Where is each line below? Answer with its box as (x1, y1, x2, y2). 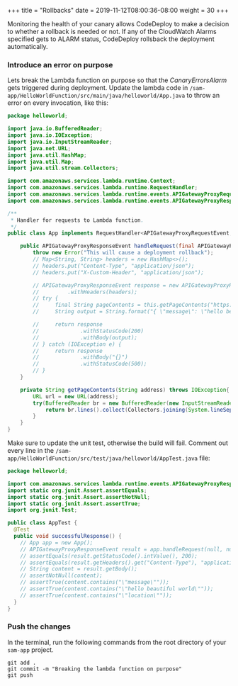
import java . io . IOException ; (7, 132, 93, 139)
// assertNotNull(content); (20, 572, 103, 580)
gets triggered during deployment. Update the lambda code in (7, 84, 188, 92)
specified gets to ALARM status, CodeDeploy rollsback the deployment (7, 35, 215, 43)
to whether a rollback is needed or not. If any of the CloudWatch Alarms (7, 28, 217, 35)
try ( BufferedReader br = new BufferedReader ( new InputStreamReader (33, 400, 236, 407)
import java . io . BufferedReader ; (7, 125, 103, 133)
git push (7, 671, 33, 679)
